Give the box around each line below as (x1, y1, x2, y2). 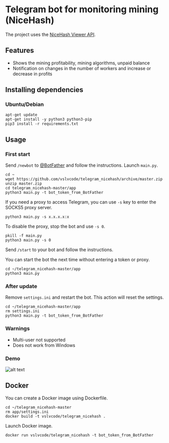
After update (5, 283, 37, 290)
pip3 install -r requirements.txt (5, 121, 79, 126)
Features (5, 46, 34, 55)
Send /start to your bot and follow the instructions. (5, 247, 114, 253)
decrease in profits (12, 71, 52, 77)
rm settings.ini (5, 308, 40, 314)
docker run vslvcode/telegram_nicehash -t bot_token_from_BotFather (5, 432, 154, 438)
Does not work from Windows (12, 342, 75, 348)
